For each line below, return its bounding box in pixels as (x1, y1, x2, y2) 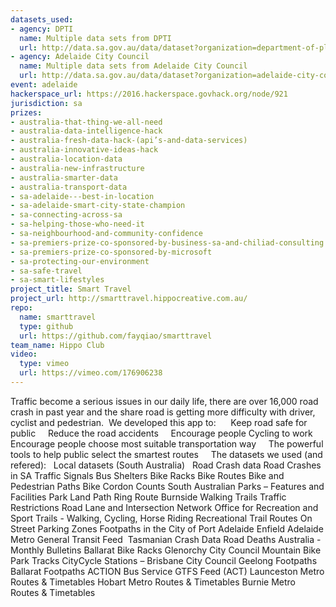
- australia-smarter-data (10, 172, 118, 183)
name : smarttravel (19, 312, 97, 322)
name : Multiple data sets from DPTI (19, 33, 172, 43)
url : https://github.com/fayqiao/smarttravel (19, 331, 213, 341)
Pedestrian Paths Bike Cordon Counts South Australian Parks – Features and (10, 480, 325, 492)
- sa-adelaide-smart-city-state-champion (10, 201, 186, 211)
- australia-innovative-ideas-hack (10, 145, 159, 155)
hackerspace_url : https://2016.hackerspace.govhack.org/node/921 (10, 89, 288, 99)
